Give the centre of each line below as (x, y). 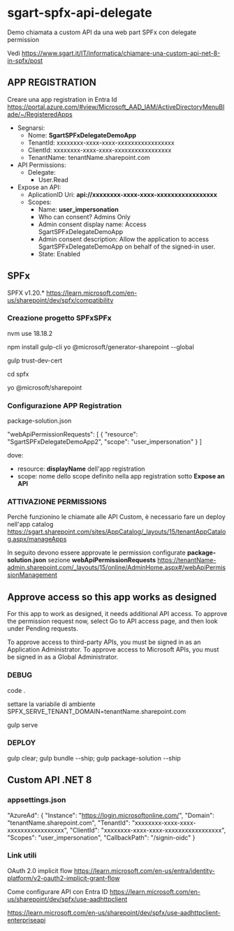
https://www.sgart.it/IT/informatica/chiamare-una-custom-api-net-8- (121, 53)
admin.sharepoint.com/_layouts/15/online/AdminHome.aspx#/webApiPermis (116, 568)
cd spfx (18, 374)
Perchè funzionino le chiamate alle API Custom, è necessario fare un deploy (116, 517)
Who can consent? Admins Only (84, 217)
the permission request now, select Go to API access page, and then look (112, 621)
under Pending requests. (43, 629)
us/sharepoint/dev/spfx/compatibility (60, 300)
